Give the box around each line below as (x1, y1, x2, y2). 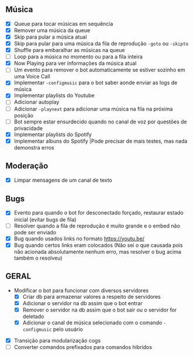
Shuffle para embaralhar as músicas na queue (13, 47, 125, 54)
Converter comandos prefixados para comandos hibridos (13, 343, 153, 350)
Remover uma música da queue (13, 26, 91, 34)
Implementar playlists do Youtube (13, 92, 95, 99)
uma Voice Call (13, 73, 50, 80)
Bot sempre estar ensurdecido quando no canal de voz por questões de (13, 118, 188, 125)
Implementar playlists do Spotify (13, 131, 92, 138)
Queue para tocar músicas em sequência (13, 20, 113, 27)
